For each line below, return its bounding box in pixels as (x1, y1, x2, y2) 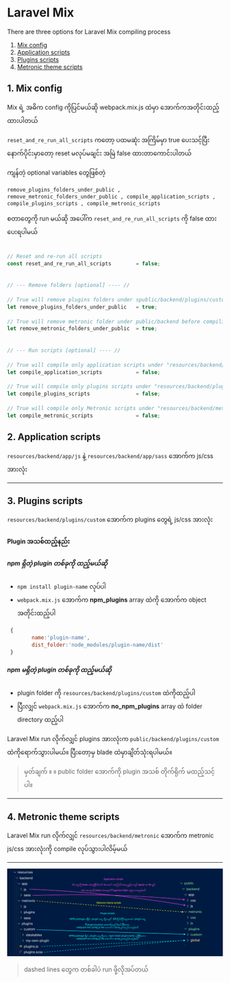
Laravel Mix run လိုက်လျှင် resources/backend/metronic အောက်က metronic (7, 831, 214, 839)
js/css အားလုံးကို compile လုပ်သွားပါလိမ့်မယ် (7, 845, 128, 853)
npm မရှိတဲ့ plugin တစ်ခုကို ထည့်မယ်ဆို (7, 666, 112, 674)
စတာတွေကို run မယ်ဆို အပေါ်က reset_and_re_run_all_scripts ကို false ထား (7, 214, 217, 223)
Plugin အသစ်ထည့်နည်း (7, 537, 71, 545)
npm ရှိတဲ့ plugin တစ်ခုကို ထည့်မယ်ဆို (7, 558, 108, 567)
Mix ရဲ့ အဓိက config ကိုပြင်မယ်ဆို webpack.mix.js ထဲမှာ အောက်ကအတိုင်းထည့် (7, 103, 220, 111)
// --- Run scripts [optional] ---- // (7, 347, 121, 354)
